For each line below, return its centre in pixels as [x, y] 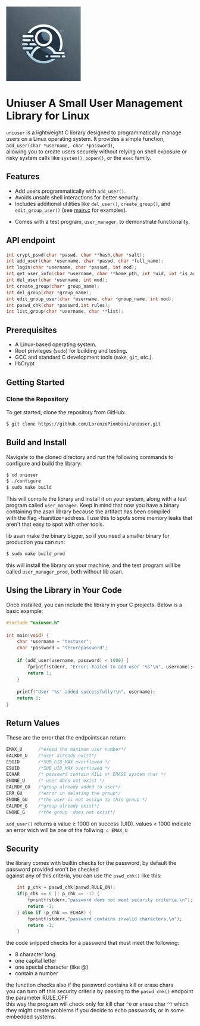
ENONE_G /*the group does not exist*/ [61, 812]
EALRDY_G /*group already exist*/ [53, 806]
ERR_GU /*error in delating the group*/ [63, 793]
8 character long [35, 954]
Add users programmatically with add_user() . [70, 191]
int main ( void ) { [28, 635]
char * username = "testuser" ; [54, 642]
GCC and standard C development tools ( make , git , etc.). [84, 357]
